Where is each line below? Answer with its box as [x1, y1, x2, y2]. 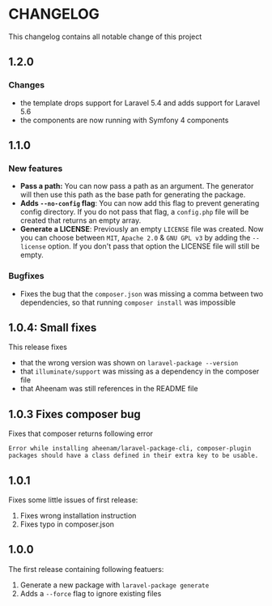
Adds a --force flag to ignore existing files [19, 588, 162, 598]
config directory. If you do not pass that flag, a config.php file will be [19, 207, 249, 217]
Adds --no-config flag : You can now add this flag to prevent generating [19, 198, 260, 208]
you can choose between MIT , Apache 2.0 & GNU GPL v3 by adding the [19, 233, 251, 243]
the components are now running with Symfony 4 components [19, 115, 229, 125]
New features [8, 163, 63, 174]
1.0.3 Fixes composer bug [8, 407, 141, 421]
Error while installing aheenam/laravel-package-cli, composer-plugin [8, 445, 252, 453]
